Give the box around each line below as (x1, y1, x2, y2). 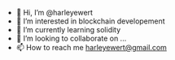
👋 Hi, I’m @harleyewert (15, 8, 94, 17)
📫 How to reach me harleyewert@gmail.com (15, 43, 167, 52)
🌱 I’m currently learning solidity (15, 25, 121, 34)
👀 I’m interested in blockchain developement (15, 16, 165, 26)
